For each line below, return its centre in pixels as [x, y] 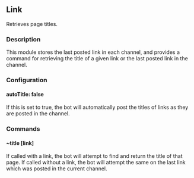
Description [23, 39]
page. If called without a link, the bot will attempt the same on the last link [96, 163]
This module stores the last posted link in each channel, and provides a [93, 52]
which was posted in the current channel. [57, 169]
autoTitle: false [25, 94]
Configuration [27, 80]
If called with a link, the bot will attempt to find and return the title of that [94, 156]
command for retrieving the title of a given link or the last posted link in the [97, 59]
